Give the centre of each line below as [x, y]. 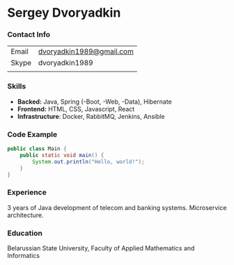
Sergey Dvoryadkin [64, 13]
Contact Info [29, 35]
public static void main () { [62, 155]
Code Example [32, 134]
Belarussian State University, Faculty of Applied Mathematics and [101, 248]
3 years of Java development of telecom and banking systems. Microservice [117, 207]
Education [25, 233]
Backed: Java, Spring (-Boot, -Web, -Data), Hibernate [94, 102]
